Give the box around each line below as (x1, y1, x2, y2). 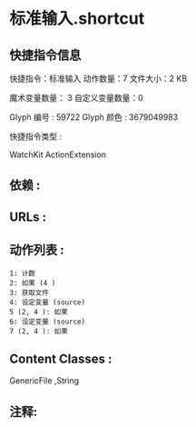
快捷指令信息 (9, 47, 82, 63)
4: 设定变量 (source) (9, 297, 86, 307)
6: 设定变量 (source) (9, 317, 86, 326)
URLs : (9, 209, 47, 224)
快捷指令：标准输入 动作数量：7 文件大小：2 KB (9, 74, 188, 84)
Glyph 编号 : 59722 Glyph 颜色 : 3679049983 (9, 112, 179, 123)
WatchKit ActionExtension (9, 149, 107, 160)
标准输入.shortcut (9, 8, 145, 29)
